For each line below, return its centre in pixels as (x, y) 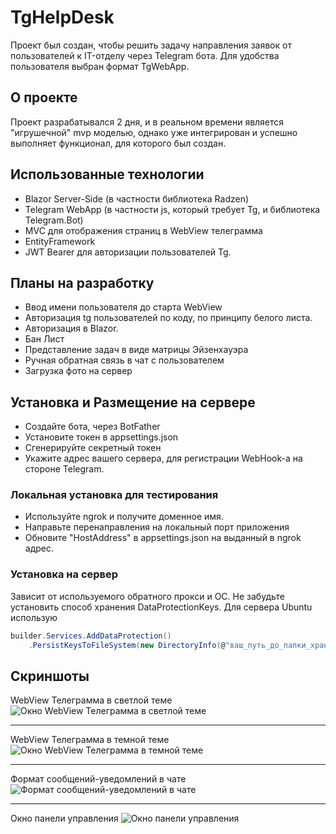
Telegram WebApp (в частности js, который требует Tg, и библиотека (172, 209)
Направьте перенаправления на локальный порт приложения (157, 527)
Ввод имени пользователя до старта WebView (123, 307)
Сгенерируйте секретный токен (93, 448)
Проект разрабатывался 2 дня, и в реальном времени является (147, 122)
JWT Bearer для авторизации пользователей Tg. (128, 252)
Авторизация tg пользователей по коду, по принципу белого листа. (168, 318)
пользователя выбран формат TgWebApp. (100, 66)
